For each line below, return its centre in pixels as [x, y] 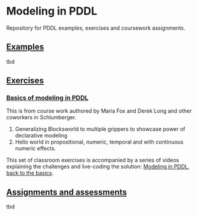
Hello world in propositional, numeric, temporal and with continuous [99, 142]
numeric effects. [35, 148]
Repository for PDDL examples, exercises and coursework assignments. [96, 28]
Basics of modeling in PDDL [47, 98]
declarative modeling [41, 136]
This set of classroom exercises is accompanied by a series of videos [93, 160]
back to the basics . [30, 173]
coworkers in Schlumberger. [41, 117]
